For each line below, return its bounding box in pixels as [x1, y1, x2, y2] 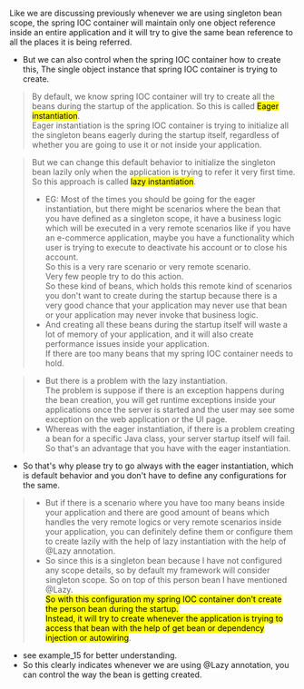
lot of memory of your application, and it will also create [44, 329, 254, 340]
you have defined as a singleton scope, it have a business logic [44, 213, 282, 223]
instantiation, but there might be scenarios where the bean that [44, 203, 281, 214]
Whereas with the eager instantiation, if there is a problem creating [44, 424, 295, 434]
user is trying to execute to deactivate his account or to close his [44, 242, 288, 252]
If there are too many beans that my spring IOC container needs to [44, 349, 293, 359]
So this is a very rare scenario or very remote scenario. [44, 261, 251, 271]
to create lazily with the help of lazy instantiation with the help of [44, 536, 287, 546]
